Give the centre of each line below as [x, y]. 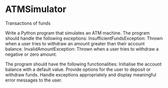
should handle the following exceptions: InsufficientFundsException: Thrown [84, 38]
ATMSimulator [36, 9]
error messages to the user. [34, 80]
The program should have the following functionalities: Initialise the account [83, 64]
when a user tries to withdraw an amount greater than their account [75, 43]
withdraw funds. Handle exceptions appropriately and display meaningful [81, 74]
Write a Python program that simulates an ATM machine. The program [77, 33]
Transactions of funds [28, 23]
